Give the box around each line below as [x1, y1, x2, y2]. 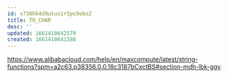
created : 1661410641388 [7, 36, 77, 43]
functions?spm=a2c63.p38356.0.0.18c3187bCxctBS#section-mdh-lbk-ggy [7, 63, 221, 71]
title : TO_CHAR [7, 17, 52, 24]
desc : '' [7, 23, 33, 30]
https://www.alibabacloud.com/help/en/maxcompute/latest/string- [7, 55, 199, 63]
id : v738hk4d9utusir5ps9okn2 [7, 10, 92, 17]
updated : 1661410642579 [7, 29, 77, 37]
